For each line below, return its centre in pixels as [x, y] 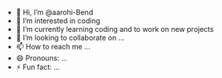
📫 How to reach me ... [53, 47]
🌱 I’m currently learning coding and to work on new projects [115, 29]
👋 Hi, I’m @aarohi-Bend [54, 12]
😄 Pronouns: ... [42, 58]
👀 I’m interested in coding [58, 21]
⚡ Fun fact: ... [38, 67]
